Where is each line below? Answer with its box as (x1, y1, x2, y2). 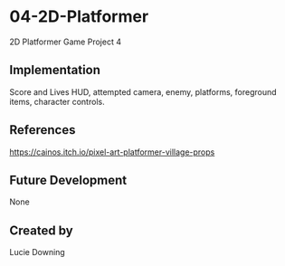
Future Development (9, 172, 128, 187)
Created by (9, 223, 74, 238)
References (9, 122, 76, 138)
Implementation (9, 62, 101, 78)
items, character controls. (9, 96, 106, 107)
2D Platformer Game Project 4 (9, 36, 122, 47)
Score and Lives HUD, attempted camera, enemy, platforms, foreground (9, 86, 278, 97)
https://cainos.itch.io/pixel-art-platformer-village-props (9, 147, 215, 157)
